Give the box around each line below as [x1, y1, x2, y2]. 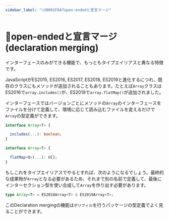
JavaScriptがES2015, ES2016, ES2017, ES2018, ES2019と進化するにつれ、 [5, 77, 158, 83]
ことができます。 [9, 208, 45, 214]
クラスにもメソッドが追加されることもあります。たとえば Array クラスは [14, 83, 162, 89]
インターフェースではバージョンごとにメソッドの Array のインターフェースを [5, 100, 161, 106]
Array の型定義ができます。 [5, 113, 61, 119]
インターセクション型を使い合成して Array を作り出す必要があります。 [5, 182, 149, 188]
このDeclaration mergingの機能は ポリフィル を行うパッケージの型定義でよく [5, 202, 159, 208]
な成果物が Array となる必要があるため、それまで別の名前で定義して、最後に [5, 175, 162, 181]
